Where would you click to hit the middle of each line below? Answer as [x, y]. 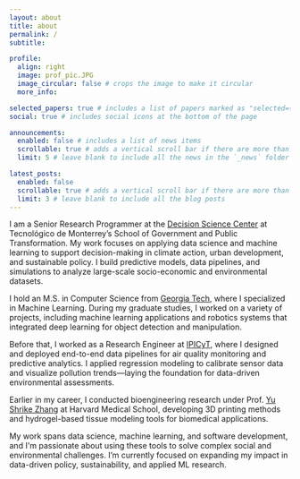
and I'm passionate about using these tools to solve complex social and [141, 446]
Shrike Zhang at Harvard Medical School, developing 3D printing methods [145, 409]
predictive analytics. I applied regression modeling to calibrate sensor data [146, 364]
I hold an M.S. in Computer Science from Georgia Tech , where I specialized [147, 299]
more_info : [37, 92]
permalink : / [33, 34]
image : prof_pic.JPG [55, 76]
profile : [25, 59]
